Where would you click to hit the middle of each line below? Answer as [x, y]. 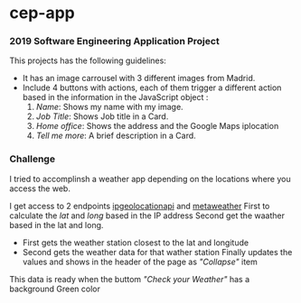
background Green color [55, 289]
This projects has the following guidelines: [88, 60]
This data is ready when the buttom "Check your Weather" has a [130, 279]
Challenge [33, 159]
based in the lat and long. [56, 225]
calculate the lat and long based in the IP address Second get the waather [147, 216]
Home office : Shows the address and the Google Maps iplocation [157, 126]
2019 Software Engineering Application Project [114, 41]
